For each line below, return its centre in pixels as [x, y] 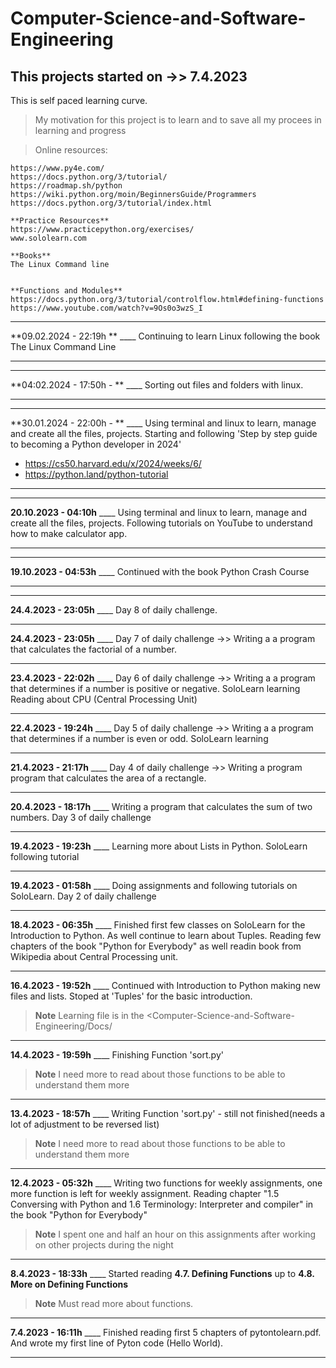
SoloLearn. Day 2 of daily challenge [83, 896]
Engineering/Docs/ [73, 1026]
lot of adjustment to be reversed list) [85, 1124]
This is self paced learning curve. [79, 100]
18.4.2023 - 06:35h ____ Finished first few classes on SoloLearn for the [158, 925]
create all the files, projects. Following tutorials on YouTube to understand [161, 523]
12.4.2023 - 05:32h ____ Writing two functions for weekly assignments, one [166, 1183]
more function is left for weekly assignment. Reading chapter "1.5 [145, 1193]
